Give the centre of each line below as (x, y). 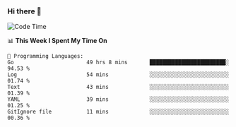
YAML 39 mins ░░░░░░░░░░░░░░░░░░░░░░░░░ (118, 99)
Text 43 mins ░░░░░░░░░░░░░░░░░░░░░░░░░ (118, 87)
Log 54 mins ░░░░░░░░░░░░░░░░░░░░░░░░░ (118, 75)
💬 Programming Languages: (45, 56)
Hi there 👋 (25, 11)
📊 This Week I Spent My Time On (57, 41)
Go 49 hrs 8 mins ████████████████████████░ (118, 63)
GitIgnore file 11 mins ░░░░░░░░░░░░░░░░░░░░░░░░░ (118, 112)
